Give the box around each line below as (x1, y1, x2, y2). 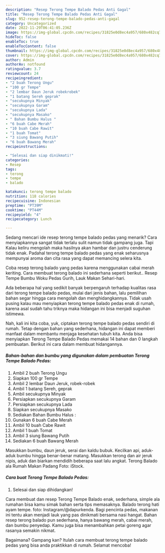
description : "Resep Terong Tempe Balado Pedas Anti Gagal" (5, 7, 131, 12)
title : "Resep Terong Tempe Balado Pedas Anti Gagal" (5, 12, 118, 17)
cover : (5, 53, 19, 58)
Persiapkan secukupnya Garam (12, 396, 76, 402)
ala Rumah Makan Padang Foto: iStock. (5, 463, 85, 469)
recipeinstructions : (5, 144, 48, 149)
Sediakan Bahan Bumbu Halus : (12, 412, 76, 418)
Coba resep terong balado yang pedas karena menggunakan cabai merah (5, 265, 155, 271)
